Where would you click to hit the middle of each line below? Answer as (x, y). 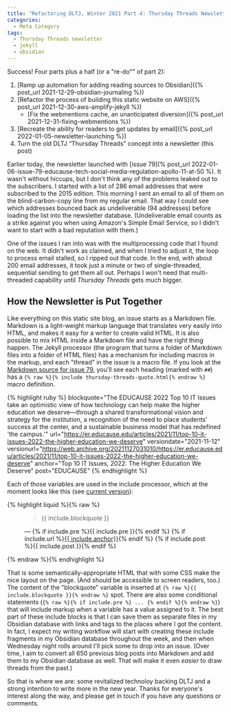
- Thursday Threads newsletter (58, 39)
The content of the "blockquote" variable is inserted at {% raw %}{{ (102, 587)
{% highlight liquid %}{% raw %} (54, 504)
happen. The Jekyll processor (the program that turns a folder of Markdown (114, 347)
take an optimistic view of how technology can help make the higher (104, 404)
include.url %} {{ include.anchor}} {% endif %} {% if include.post (115, 539)
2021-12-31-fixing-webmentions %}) (79, 121)
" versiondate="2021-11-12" (181, 441)
